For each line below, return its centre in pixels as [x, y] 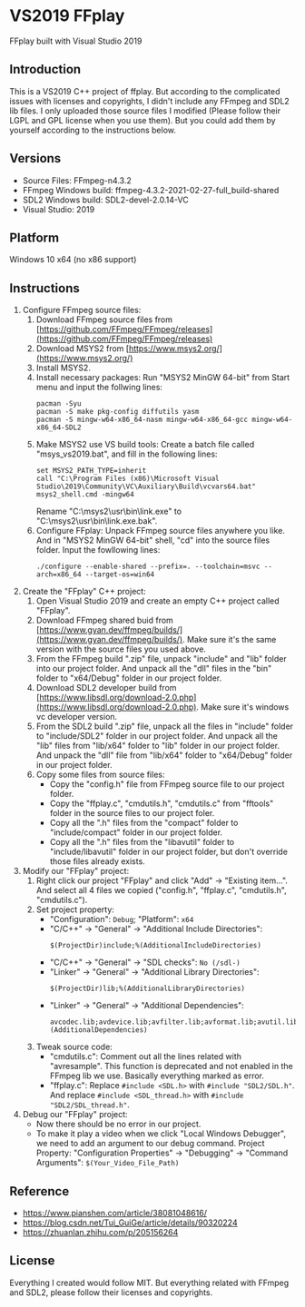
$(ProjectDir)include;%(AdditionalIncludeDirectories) [155, 946]
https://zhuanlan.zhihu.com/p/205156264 [100, 1232]
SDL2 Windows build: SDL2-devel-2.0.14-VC [105, 200]
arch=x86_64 [59, 575]
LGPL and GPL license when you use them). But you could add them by [143, 120]
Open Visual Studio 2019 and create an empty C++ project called [157, 601]
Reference [39, 1191]
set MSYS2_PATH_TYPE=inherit [91, 471]
